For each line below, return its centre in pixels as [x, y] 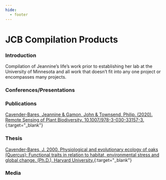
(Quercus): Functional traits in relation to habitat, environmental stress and [82, 155]
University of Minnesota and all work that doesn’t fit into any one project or [83, 72]
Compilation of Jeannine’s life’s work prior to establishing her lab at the [79, 66]
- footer [19, 15]
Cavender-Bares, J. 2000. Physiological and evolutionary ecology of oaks [82, 149]
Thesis [14, 138]
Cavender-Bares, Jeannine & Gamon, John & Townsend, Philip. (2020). [79, 114]
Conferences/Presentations [40, 90]
